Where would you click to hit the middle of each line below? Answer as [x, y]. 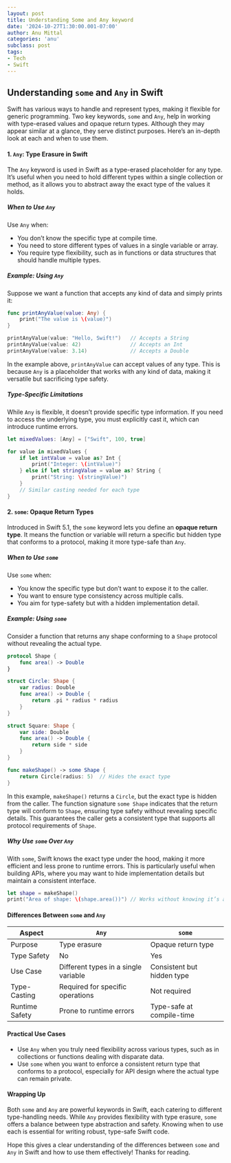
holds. [16, 191]
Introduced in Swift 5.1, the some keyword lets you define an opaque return [112, 527]
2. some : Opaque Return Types [51, 512]
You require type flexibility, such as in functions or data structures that [117, 253]
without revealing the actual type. [54, 643]
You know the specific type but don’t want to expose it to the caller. [112, 588]
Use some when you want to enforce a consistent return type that [109, 1064]
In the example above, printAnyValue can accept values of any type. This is [114, 364]
